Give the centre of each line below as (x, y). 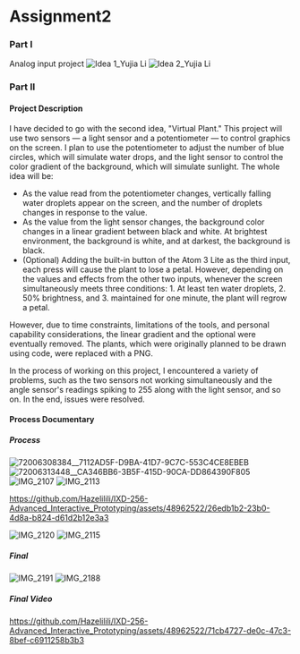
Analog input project (47, 64)
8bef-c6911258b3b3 (47, 641)
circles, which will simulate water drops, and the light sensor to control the (146, 157)
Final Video (31, 599)
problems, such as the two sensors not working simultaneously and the (141, 380)
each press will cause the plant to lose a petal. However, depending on (153, 269)
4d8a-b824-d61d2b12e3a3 (59, 518)
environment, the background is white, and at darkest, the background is (156, 241)
